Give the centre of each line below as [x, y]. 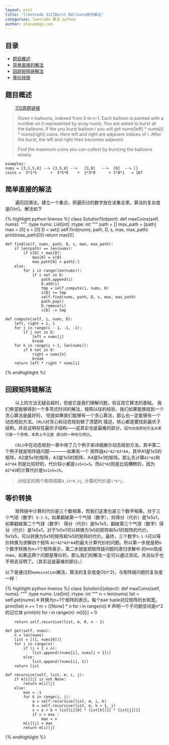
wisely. [25, 155]
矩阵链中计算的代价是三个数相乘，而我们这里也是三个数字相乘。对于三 [88, 511]
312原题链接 [27, 108]
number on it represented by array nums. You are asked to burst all [87, 123]
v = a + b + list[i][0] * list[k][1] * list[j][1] [86, 710]
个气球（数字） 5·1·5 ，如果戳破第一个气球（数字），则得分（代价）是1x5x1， [83, 517]
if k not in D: [39, 350]
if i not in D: [48, 275]
